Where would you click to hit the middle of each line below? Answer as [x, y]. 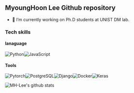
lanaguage [16, 43]
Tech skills [18, 32]
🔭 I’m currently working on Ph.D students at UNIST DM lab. [71, 19]
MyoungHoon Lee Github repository [60, 8]
